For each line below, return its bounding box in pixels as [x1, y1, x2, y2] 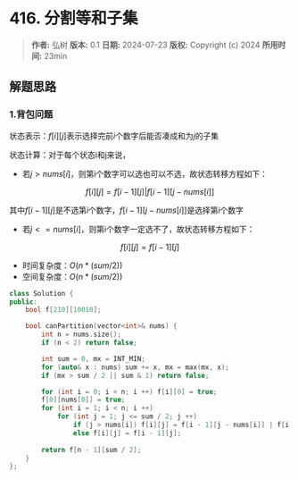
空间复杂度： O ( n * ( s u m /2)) [21, 271, 123, 282]
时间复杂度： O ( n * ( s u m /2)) [21, 260, 123, 271]
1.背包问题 [9, 108, 54, 121]
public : [9, 297, 38, 307]
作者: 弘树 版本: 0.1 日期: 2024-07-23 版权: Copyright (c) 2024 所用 [30, 39, 278, 50]
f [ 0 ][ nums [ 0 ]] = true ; [41, 395, 126, 405]
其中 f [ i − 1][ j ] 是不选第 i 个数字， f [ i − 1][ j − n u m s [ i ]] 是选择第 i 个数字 [9, 205, 244, 215]
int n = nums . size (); [41, 330, 122, 340]
